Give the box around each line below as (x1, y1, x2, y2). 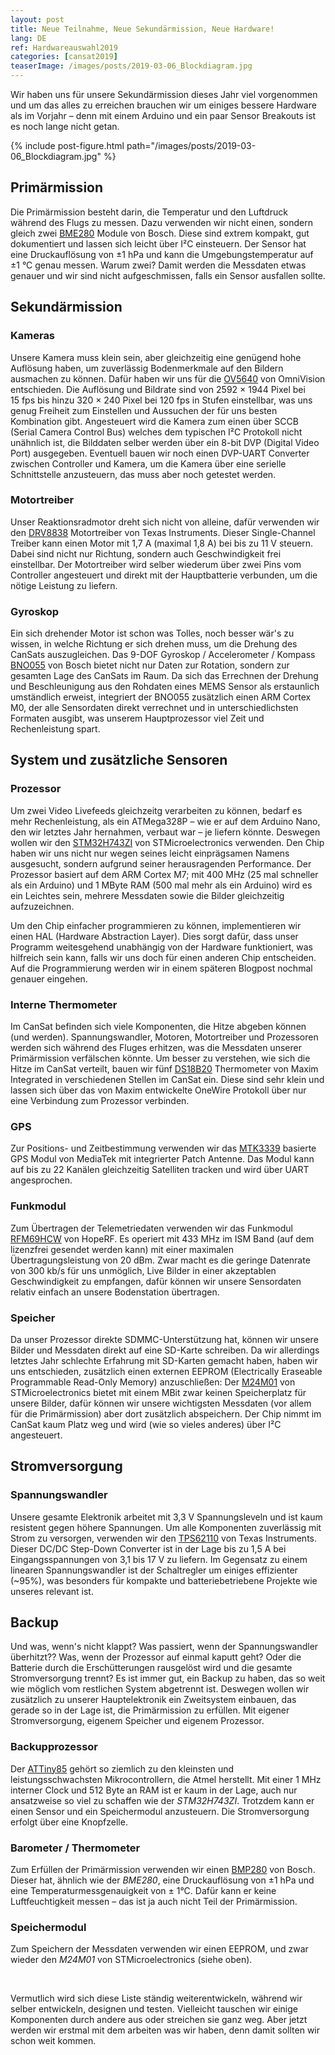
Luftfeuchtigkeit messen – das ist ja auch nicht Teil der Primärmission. (10, 1896, 298, 1908)
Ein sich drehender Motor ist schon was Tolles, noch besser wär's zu (10, 627, 295, 640)
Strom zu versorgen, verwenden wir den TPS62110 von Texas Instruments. (10, 1532, 317, 1544)
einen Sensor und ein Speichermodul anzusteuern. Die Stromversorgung (10, 1805, 310, 1817)
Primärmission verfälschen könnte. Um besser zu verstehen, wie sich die (10, 1052, 311, 1065)
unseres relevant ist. (10, 1585, 94, 1597)
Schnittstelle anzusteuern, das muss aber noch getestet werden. (10, 468, 277, 480)
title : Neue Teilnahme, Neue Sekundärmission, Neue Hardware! (10, 24, 275, 34)
